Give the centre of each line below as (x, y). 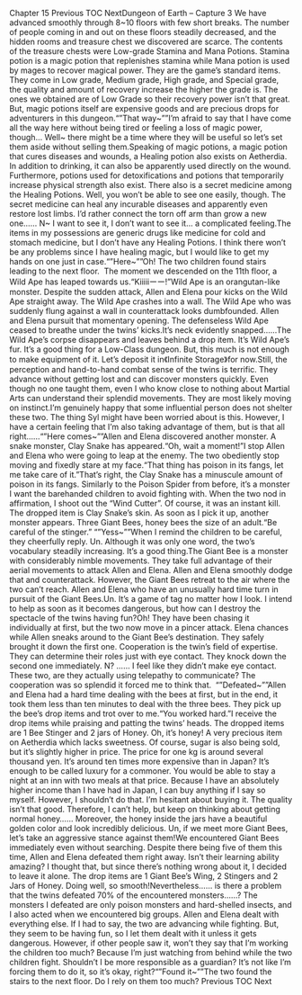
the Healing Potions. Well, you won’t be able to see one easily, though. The (147, 194)
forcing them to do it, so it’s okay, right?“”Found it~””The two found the (141, 972)
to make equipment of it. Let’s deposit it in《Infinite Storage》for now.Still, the (148, 359)
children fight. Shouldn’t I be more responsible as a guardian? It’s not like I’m (151, 962)
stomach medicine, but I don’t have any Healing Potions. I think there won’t (147, 242)
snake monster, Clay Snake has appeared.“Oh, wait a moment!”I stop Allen (147, 446)
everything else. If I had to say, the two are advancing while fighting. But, (144, 924)
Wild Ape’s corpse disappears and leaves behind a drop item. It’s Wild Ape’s (150, 340)
